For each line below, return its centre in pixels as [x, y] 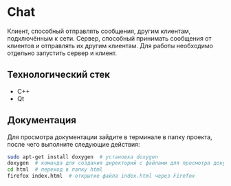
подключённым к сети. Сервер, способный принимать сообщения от [109, 38]
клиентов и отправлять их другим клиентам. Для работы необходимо [110, 45]
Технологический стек [59, 75]
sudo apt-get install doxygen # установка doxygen [82, 157]
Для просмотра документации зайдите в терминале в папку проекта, [110, 137]
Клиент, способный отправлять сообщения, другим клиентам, [99, 31]
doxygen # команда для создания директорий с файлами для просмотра [109, 163]
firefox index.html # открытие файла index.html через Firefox [101, 176]
